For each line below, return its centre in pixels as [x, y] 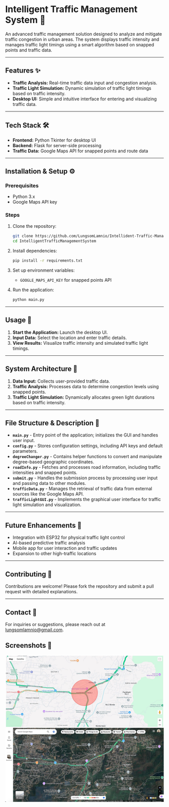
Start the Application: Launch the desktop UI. [60, 332]
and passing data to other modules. [49, 483]
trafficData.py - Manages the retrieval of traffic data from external [82, 489]
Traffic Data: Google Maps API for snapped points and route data [80, 151]
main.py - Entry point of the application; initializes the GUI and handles [85, 435]
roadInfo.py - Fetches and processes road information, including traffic [87, 467]
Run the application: [33, 290]
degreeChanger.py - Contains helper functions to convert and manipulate [87, 457]
